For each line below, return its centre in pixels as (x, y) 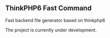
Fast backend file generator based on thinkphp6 (55, 20)
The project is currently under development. (51, 30)
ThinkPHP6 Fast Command (48, 8)
